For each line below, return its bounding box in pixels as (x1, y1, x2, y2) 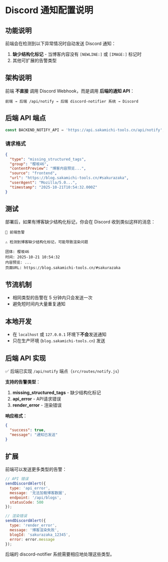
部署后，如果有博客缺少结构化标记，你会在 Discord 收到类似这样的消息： (5, 219, 155, 225)
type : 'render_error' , (10, 523, 57, 528)
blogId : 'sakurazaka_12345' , (10, 532, 71, 537)
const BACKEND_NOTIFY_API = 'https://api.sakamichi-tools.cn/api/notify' (5, 127, 163, 132)
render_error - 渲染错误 (12, 402, 62, 408)
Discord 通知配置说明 (5, 5, 94, 16)
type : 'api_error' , (10, 486, 51, 491)
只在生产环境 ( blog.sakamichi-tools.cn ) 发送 (12, 338, 105, 344)
